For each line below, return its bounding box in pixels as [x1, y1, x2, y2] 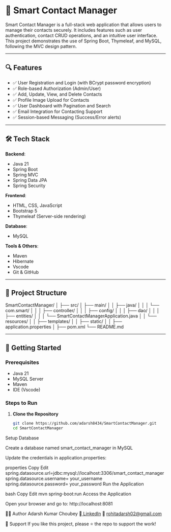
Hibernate [12, 258, 34, 264]
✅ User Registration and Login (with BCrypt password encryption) [12, 79, 151, 86]
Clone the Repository [12, 411, 59, 417]
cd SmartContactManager [12, 426, 64, 431]
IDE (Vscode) [12, 387, 41, 393]
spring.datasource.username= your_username [5, 475, 103, 482]
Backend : [5, 151, 26, 157]
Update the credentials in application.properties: [5, 455, 107, 461]
